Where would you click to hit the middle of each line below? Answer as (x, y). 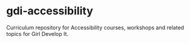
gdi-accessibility (50, 11)
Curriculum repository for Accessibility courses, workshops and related (95, 27)
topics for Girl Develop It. (37, 33)
